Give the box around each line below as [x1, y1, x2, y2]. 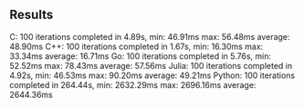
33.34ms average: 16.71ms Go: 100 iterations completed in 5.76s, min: [9, 50, 272, 62]
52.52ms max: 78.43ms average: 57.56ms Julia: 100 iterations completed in [9, 60, 293, 71]
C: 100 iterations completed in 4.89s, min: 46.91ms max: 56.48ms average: [9, 31, 290, 42]
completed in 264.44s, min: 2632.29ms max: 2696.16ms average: [9, 79, 257, 90]
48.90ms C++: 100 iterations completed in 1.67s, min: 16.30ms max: [9, 41, 264, 52]
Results [9, 7, 54, 23]
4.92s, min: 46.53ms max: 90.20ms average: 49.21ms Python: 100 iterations [9, 70, 295, 81]
